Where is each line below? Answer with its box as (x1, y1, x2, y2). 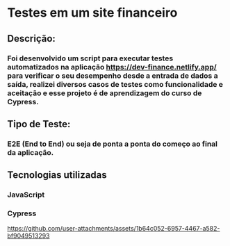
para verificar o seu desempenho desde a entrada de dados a (7, 71, 218, 81)
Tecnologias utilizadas (7, 169, 107, 181)
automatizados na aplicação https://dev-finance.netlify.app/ (7, 62, 217, 72)
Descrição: (7, 33, 56, 44)
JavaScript (7, 190, 45, 199)
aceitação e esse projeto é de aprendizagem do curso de (7, 88, 202, 98)
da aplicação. (7, 147, 54, 157)
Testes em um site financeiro (7, 5, 178, 21)
